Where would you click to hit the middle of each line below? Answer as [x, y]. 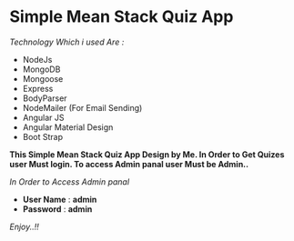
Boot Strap [43, 136]
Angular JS [44, 117]
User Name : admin [60, 199]
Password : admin [57, 209]
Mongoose [43, 78]
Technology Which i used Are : [67, 42]
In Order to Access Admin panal [70, 181]
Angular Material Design [68, 127]
